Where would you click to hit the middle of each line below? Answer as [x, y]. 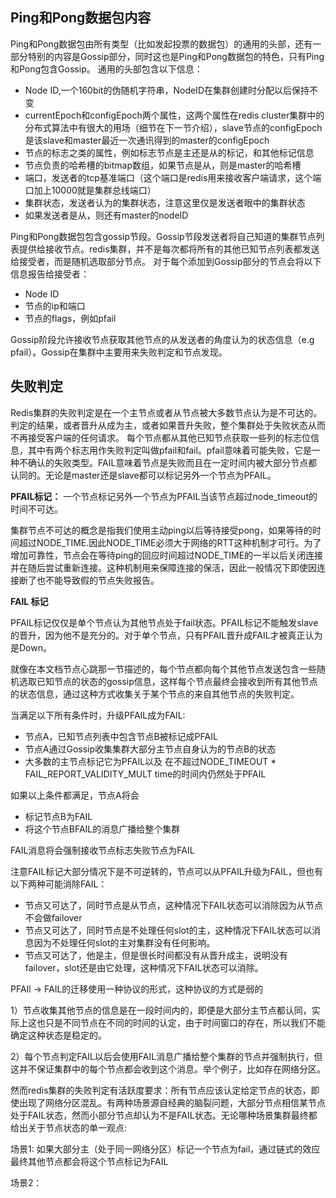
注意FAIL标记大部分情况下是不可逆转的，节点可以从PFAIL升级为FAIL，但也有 [166, 871]
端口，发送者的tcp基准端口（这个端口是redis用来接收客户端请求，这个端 [173, 177]
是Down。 [31, 647]
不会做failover [53, 917]
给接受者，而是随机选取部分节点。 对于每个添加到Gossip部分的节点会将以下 [166, 261]
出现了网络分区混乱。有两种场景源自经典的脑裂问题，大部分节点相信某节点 [172, 1102]
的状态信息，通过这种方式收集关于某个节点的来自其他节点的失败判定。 [155, 694]
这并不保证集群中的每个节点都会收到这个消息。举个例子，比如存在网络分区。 [168, 1069]
